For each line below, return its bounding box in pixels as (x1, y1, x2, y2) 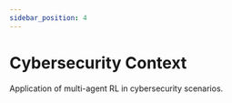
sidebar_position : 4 (9, 13, 88, 23)
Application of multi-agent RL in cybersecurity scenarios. (9, 83, 224, 94)
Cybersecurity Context (9, 52, 187, 73)
